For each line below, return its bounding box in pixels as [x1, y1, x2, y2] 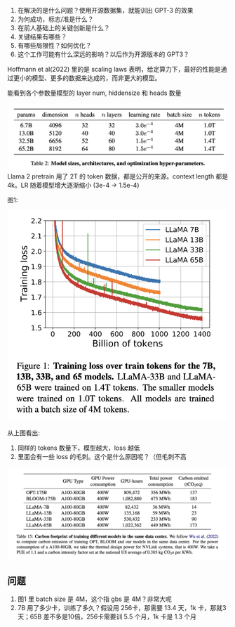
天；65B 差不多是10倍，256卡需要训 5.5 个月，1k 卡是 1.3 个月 [17, 612, 197, 621]
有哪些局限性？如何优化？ [17, 41, 92, 49]
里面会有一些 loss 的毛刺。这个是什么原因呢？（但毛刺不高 [17, 452, 187, 460]
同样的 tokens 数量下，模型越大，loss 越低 [17, 444, 140, 452]
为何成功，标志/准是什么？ [17, 15, 94, 23]
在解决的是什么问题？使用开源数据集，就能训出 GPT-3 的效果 [17, 6, 194, 14]
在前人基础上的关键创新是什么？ [17, 24, 110, 32]
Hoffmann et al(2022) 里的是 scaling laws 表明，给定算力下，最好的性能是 [7, 65, 221, 73]
